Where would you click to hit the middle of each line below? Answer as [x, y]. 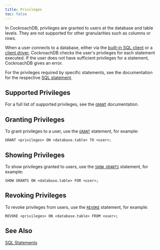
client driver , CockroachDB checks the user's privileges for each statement [80, 53]
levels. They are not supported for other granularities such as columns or [78, 33]
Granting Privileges [35, 119]
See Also [19, 231]
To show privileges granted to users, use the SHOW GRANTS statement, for [77, 166]
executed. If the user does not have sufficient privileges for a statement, [77, 58]
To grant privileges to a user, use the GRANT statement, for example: [72, 131]
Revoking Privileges [36, 195]
